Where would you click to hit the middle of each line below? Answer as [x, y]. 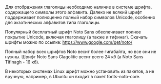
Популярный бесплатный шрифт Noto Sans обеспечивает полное [73, 32]
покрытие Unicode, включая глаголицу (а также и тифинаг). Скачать [76, 37]
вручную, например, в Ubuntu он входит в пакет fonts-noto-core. [73, 76]
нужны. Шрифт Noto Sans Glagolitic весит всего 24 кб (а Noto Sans [74, 57]
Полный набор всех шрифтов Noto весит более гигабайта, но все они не [81, 51]
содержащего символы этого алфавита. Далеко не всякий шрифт [74, 12]
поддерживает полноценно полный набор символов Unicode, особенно [80, 17]
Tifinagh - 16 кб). [22, 62]
